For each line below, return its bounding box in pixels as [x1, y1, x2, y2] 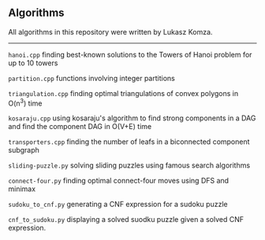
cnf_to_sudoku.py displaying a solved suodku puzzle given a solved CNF [8, 215, 244, 224]
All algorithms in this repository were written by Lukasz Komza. [8, 27, 213, 36]
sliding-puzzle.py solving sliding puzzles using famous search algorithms [8, 161, 251, 170]
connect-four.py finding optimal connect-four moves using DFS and [8, 176, 230, 186]
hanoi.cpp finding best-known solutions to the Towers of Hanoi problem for [8, 50, 252, 59]
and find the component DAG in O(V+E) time [8, 122, 152, 131]
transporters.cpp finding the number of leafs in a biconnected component [8, 137, 250, 146]
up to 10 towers [8, 58, 58, 68]
